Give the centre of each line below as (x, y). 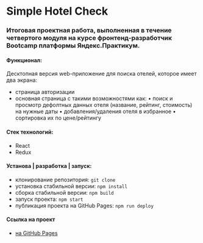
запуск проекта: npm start (49, 199)
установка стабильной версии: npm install (71, 186)
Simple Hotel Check (57, 11)
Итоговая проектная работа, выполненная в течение (89, 31)
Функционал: (24, 60)
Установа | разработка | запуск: (49, 166)
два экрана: (22, 80)
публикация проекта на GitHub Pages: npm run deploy (84, 205)
